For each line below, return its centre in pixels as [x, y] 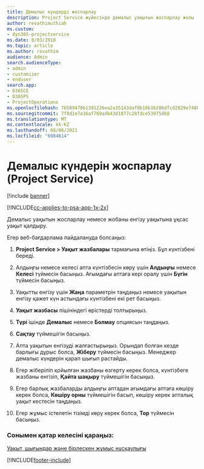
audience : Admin [27, 57]
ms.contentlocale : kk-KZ [38, 125]
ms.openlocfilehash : [33, 108]
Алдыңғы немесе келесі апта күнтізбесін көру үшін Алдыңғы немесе [106, 267]
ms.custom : [21, 29]
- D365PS [18, 96]
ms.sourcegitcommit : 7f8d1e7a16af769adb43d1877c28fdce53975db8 [88, 113]
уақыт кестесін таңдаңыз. [49, 401]
